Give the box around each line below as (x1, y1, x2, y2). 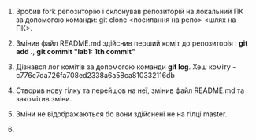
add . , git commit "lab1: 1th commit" (15, 47, 135, 56)
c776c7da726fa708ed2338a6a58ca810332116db (15, 71, 176, 79)
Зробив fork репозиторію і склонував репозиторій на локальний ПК (15, 7, 244, 16)
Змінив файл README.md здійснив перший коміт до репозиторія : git (15, 39, 248, 48)
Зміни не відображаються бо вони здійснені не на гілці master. (15, 109, 228, 119)
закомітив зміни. (15, 94, 72, 103)
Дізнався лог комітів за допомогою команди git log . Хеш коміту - (15, 62, 236, 72)
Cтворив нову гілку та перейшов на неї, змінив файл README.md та (15, 86, 245, 95)
